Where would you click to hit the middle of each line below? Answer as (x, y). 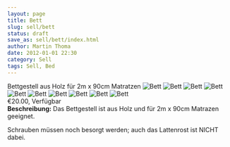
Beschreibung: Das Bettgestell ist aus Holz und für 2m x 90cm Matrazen (113, 108)
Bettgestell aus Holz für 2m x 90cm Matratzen (74, 86)
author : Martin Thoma (39, 46)
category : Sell (30, 60)
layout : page (26, 14)
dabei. (17, 137)
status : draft (28, 33)
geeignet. (21, 116)
